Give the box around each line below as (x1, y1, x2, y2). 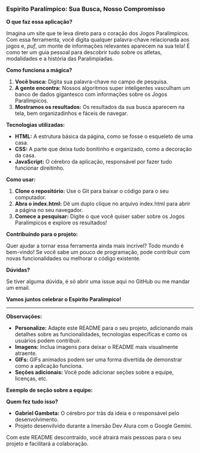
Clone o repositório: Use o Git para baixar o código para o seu (14, 188, 169, 195)
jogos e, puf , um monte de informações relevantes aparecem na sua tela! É (6, 42, 190, 49)
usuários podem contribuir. (14, 337, 82, 344)
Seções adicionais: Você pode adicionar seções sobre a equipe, (14, 368, 174, 376)
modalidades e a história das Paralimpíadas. (6, 55, 114, 63)
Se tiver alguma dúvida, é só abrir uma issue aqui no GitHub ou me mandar (6, 278, 190, 285)
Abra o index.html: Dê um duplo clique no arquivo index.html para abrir (14, 200, 190, 207)
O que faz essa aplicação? (6, 18, 73, 26)
